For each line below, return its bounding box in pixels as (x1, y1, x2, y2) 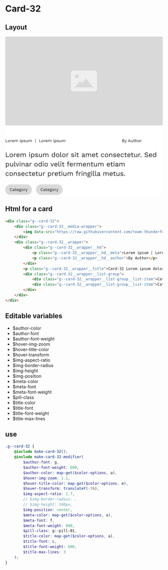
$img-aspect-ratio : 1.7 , (23, 491, 75, 496)
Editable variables (5, 312, 62, 321)
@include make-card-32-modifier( (14, 454, 84, 460)
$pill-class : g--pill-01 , (23, 528, 77, 533)
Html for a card (5, 205, 53, 213)
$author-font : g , (23, 460, 59, 465)
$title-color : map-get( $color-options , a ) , (23, 534, 115, 539)
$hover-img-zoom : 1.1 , (23, 475, 70, 481)
